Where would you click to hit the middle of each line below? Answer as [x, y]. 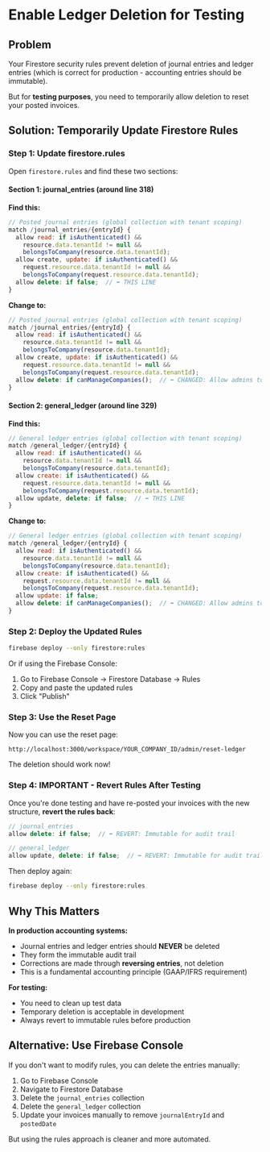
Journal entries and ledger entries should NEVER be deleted [120, 946]
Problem [30, 45]
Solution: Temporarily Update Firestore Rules [123, 131]
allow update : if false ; [57, 596]
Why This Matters [54, 911]
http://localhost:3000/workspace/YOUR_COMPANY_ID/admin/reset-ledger [127, 750]
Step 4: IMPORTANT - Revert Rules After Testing [104, 785]
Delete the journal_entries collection [82, 1097]
